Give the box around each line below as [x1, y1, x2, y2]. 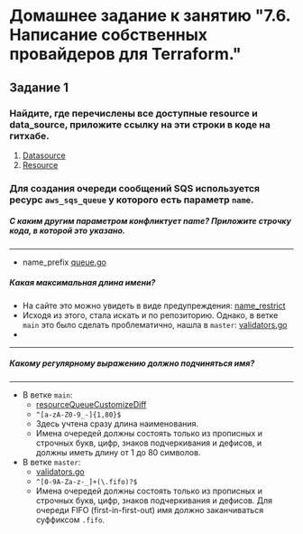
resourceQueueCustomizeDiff [35, 398, 147, 409]
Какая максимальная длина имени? [9, 277, 156, 288]
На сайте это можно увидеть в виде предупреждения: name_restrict [22, 300, 286, 311]
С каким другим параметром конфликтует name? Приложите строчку [9, 216, 291, 227]
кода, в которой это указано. [9, 225, 126, 236]
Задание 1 [9, 80, 69, 95]
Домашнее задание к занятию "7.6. [9, 5, 291, 26]
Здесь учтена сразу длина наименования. [35, 417, 199, 429]
